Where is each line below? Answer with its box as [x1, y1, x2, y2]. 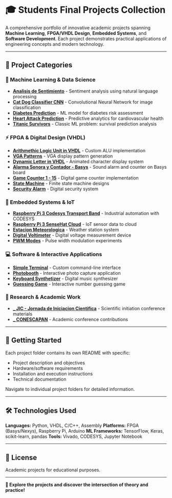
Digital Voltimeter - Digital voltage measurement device [12, 232, 132, 238]
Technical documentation [12, 376, 67, 382]
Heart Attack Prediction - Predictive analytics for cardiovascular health [12, 115, 164, 121]
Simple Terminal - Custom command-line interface [12, 264, 121, 271]
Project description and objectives [12, 360, 85, 366]
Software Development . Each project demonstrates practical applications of [5, 35, 167, 42]
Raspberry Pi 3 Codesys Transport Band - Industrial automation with [12, 210, 160, 217]
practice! [5, 487, 25, 493]
